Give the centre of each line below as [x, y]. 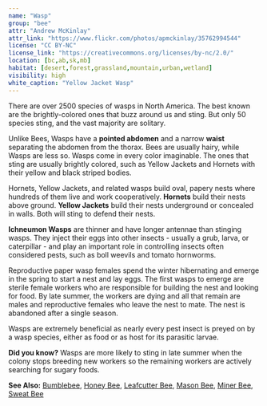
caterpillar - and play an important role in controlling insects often [116, 246]
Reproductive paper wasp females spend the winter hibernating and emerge [134, 270]
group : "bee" [30, 23]
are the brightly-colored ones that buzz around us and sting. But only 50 [127, 114]
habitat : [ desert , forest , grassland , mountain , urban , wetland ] [111, 68]
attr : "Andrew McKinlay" [50, 30]
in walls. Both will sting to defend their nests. [82, 213]
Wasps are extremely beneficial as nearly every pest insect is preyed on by [132, 328]
